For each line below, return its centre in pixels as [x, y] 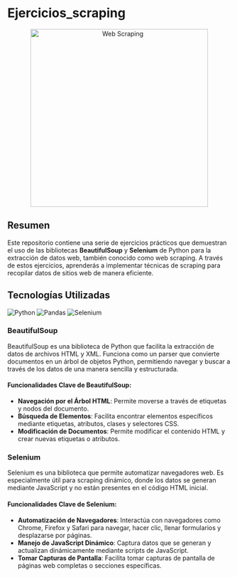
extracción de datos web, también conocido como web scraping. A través [115, 258]
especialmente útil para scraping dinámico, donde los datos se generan [112, 480]
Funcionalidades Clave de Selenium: [62, 504]
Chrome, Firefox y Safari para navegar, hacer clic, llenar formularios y [119, 527]
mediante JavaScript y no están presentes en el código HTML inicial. [108, 488]
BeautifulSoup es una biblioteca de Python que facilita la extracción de [111, 346]
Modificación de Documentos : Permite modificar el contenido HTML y [121, 431]
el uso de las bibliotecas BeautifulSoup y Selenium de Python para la [109, 250]
